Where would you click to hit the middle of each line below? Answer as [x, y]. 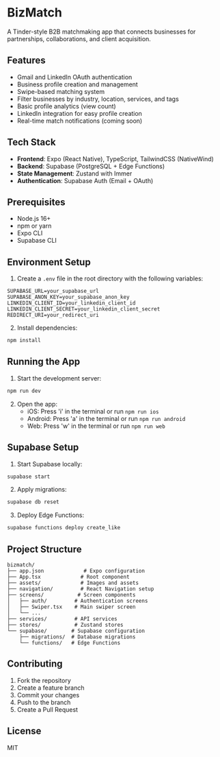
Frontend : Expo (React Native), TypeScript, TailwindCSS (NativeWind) [115, 158]
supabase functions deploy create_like [64, 528]
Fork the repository [44, 680]
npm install [24, 341]
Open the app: [37, 404]
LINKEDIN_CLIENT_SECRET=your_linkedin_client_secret [84, 309]
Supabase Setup [43, 447]
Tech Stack [31, 142]
